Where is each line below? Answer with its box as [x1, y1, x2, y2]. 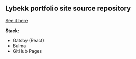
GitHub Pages [12, 48, 42, 54]
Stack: [5, 27, 19, 34]
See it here [5, 17, 28, 23]
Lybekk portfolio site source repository [5, 4, 131, 13]
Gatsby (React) [12, 37, 44, 43]
